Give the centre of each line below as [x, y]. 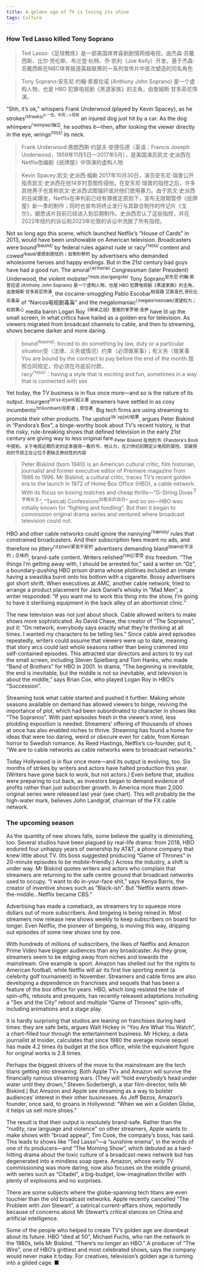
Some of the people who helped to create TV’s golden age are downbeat [97, 1230]
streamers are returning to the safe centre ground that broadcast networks [100, 874]
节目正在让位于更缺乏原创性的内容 [51, 453]
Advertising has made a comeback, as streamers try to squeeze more [94, 906]
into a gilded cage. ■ [33, 1262]
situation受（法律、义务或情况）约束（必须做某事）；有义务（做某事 [105, 351]
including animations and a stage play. [54, 1009]
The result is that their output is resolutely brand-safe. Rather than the [94, 1122]
